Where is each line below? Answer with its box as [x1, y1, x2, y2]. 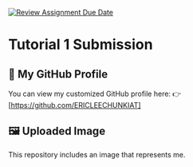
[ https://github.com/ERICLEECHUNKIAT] [8, 101, 141, 109]
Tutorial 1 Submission [8, 36, 153, 54]
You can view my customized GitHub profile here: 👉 [8, 89, 182, 98]
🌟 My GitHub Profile [8, 67, 108, 81]
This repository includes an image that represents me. [8, 149, 186, 159]
